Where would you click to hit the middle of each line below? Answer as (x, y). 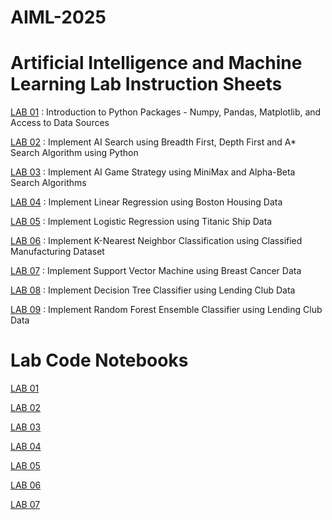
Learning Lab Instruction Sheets (146, 84)
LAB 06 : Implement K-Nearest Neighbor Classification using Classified (156, 241)
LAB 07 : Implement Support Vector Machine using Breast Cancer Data (156, 271)
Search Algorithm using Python (74, 153)
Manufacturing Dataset (57, 252)
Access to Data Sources (60, 123)
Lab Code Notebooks (99, 360)
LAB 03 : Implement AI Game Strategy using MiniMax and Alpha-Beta (153, 172)
